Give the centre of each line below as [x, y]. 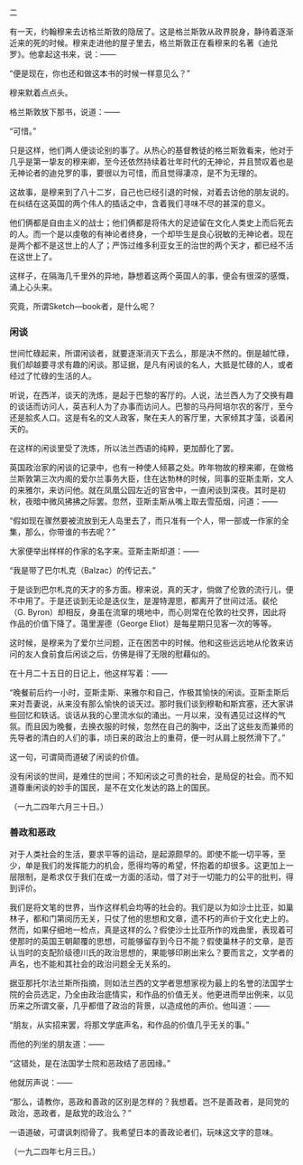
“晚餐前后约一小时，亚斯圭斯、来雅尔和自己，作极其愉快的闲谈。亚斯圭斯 [146, 693]
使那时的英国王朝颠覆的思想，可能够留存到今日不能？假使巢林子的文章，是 [147, 941]
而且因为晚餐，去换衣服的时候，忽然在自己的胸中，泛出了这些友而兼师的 [159, 726]
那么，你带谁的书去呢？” [70, 532]
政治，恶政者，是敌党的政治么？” [71, 1113]
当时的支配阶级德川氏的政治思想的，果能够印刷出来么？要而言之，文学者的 [155, 952]
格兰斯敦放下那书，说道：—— [64, 112]
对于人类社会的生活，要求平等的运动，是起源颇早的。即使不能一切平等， [143, 854]
